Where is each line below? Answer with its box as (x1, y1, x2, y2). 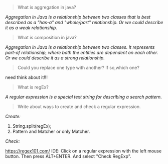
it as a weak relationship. (5, 25, 58, 31)
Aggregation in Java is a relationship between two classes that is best (5, 14, 151, 20)
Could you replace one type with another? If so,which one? (17, 65, 139, 70)
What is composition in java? (17, 35, 77, 40)
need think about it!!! (5, 74, 48, 80)
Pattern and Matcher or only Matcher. (12, 128, 90, 134)
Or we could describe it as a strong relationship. (5, 55, 105, 61)
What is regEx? (17, 84, 49, 90)
